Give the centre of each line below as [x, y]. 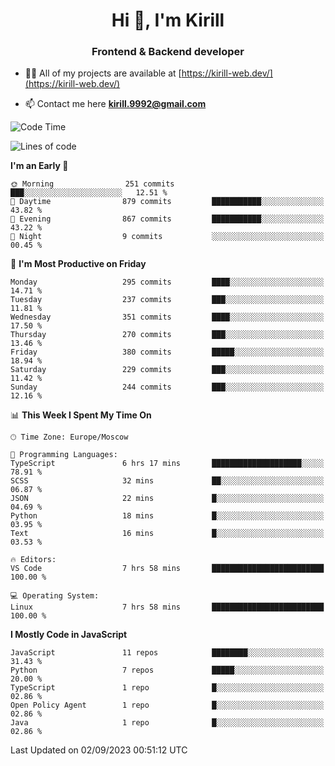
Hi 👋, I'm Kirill [168, 20]
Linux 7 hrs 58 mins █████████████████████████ [167, 607]
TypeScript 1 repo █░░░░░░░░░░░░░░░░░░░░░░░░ [167, 688]
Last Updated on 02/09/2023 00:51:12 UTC [99, 750]
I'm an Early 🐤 [39, 166]
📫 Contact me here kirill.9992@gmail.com [115, 104]
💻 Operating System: [55, 596]
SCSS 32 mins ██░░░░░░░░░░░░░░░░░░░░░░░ [167, 481]
